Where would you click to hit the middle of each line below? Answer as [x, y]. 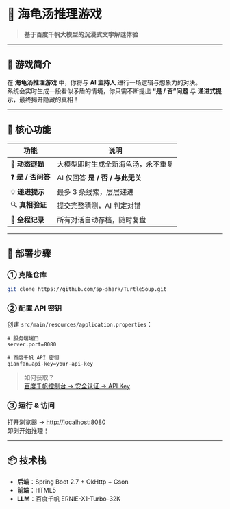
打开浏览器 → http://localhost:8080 [56, 422]
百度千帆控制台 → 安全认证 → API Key [77, 386]
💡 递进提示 [28, 191]
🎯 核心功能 [29, 130]
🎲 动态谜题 [27, 164]
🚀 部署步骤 [29, 253]
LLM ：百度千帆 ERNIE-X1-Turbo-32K [69, 499]
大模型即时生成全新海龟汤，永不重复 [115, 164]
